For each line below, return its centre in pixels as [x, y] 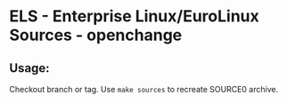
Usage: [30, 68]
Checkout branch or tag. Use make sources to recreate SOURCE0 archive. [144, 89]
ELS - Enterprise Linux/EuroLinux [135, 16]
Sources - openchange [96, 35]
